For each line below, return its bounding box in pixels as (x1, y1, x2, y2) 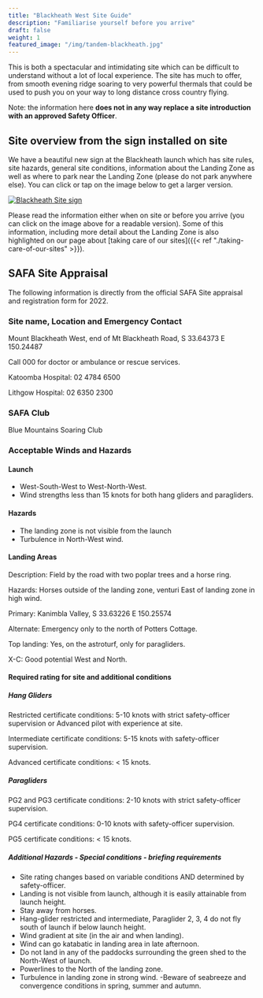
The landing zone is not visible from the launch (19, 525, 172, 536)
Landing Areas (8, 552, 57, 562)
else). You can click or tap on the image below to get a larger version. (8, 180, 234, 189)
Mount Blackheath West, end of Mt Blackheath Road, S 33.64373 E (8, 334, 226, 343)
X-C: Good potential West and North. (8, 655, 128, 664)
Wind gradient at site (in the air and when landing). (19, 931, 184, 940)
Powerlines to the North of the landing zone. (19, 964, 164, 974)
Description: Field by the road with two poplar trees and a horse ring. (8, 569, 232, 579)
